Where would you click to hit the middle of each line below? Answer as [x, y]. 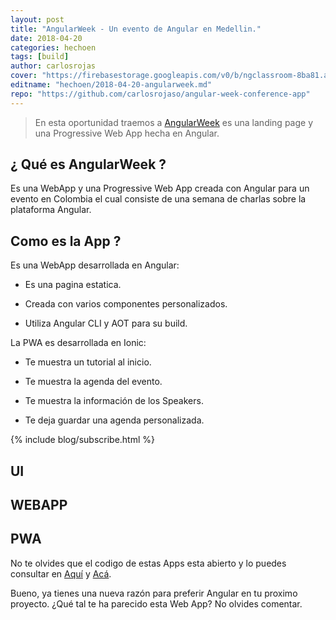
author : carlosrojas [53, 66]
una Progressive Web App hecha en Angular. [127, 133]
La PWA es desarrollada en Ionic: [78, 343]
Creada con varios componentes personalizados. [126, 304]
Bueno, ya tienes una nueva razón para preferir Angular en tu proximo [154, 593]
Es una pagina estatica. [73, 285]
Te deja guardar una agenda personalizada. [114, 420]
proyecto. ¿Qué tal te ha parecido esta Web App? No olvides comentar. [156, 603]
